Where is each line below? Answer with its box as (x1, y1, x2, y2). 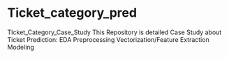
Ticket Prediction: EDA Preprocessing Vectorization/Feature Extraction (7, 35, 209, 43)
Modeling (7, 43, 35, 51)
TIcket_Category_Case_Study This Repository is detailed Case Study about (7, 28, 222, 36)
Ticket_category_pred (7, 5, 138, 21)
